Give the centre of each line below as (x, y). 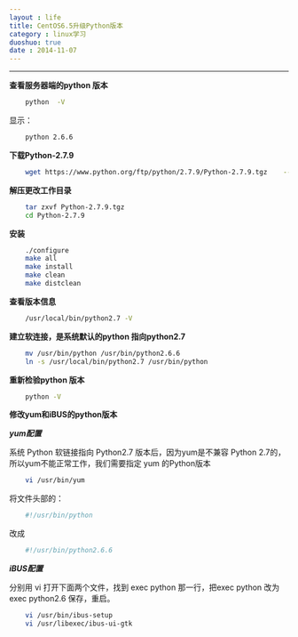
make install (49, 267)
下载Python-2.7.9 (42, 155)
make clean (45, 275)
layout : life (35, 17)
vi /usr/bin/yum (55, 480)
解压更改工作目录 (40, 190)
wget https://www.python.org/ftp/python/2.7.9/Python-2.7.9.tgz (146, 172)
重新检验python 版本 (47, 380)
